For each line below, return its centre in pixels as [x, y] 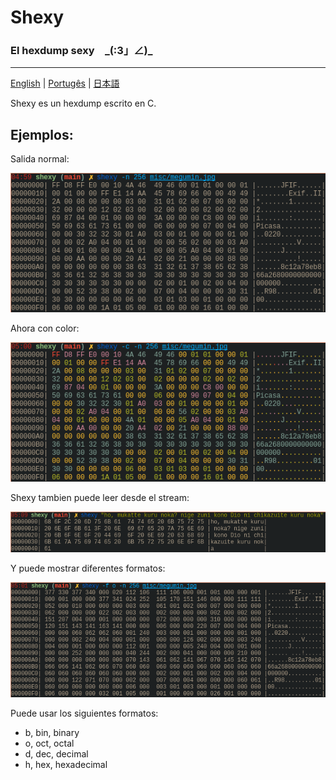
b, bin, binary [52, 733]
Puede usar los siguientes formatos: [84, 713]
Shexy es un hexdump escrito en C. [83, 103]
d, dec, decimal [56, 754]
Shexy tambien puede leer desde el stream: [100, 498]
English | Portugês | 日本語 [65, 83]
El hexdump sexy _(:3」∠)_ [81, 51]
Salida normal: [40, 159]
